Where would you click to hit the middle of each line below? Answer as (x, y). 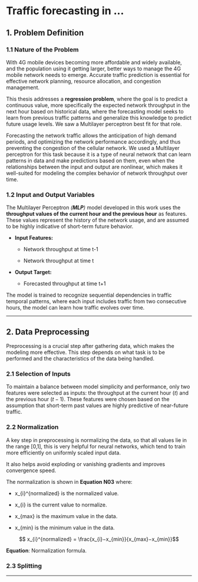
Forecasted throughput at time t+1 (65, 284)
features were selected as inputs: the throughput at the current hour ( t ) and (98, 393)
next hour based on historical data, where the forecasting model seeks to (95, 111)
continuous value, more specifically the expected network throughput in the (98, 105)
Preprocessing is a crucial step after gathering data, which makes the (90, 346)
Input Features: (34, 238)
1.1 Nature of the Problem (42, 50)
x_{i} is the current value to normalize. (61, 505)
